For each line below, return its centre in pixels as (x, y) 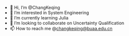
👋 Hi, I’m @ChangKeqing (35, 8)
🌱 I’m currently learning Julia (39, 18)
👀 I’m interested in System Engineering (49, 13)
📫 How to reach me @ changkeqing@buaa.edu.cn (61, 28)
